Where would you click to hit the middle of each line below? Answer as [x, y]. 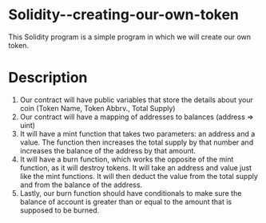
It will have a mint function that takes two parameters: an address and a [137, 133]
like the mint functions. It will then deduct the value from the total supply [139, 176]
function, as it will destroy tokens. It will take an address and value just [136, 167]
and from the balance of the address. [81, 185]
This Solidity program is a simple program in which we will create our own [130, 37]
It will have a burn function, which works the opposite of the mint [127, 159]
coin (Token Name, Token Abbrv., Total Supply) [97, 108]
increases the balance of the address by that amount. [108, 150]
